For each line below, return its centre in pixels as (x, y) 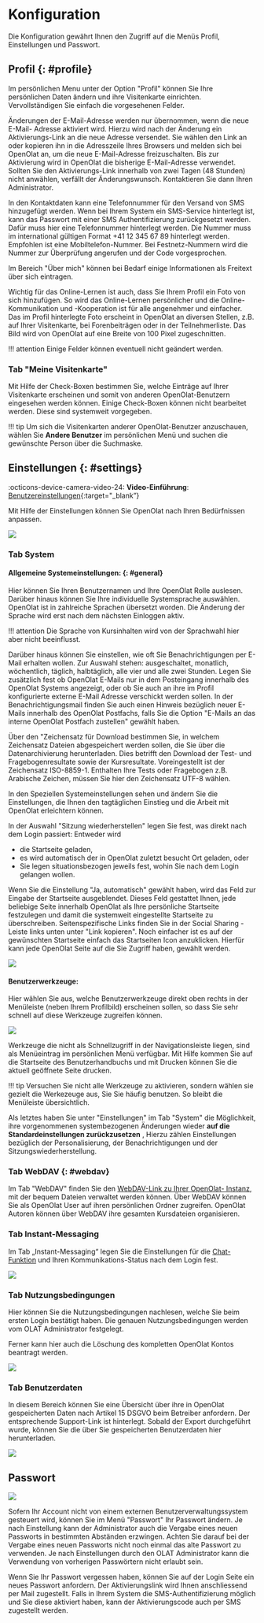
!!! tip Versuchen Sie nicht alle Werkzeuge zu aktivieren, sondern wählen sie (131, 1086)
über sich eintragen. (40, 276)
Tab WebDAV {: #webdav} (59, 1172)
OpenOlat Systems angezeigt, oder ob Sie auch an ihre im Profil (111, 687)
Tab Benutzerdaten (45, 1388)
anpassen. (25, 519)
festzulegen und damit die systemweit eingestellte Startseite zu (111, 914)
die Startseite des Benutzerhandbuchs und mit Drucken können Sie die (123, 1062)
